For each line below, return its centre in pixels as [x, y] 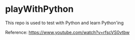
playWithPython [39, 9]
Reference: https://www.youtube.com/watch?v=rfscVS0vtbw [67, 32]
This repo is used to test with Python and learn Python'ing [65, 23]
